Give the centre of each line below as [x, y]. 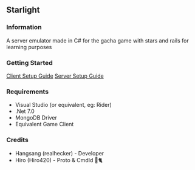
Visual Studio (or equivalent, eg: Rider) [63, 105]
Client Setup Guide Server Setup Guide [55, 76]
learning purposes [29, 47]
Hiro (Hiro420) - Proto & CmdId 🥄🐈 [59, 160]
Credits [17, 140]
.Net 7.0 [25, 111]
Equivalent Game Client [44, 124]
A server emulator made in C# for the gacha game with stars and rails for [98, 40]
